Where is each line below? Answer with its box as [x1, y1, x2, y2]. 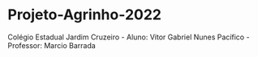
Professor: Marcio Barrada [7, 40, 97, 50]
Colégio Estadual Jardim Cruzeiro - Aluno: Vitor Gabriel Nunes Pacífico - [7, 32, 250, 42]
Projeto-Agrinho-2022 [7, 6, 161, 24]
